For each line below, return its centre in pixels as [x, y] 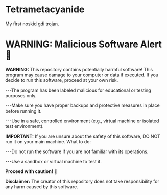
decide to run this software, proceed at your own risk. [62, 80]
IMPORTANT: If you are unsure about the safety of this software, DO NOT [83, 136]
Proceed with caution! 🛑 [31, 171]
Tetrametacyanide [45, 9]
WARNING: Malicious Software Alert [84, 44]
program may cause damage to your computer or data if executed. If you [82, 75]
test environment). [25, 126]
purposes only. [21, 95]
